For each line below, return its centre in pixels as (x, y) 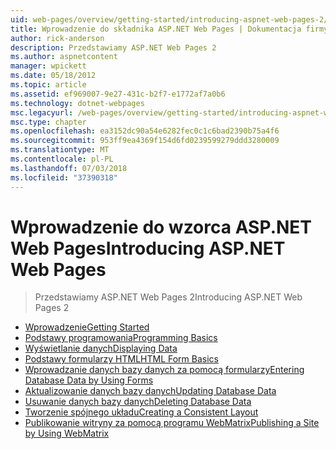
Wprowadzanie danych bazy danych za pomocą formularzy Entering (164, 370)
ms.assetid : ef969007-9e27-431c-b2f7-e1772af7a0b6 (118, 94)
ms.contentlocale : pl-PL (62, 159)
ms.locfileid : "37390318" (64, 177)
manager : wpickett (48, 66)
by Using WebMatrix (67, 433)
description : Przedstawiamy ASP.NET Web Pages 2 (113, 47)
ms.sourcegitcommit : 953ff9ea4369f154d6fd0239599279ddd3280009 (145, 141)
